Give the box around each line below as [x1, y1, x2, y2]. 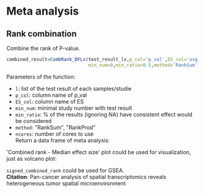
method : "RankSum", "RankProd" [15, 124, 96, 131]
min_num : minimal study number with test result [15, 104, 132, 111]
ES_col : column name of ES [15, 97, 84, 105]
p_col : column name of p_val [15, 91, 87, 99]
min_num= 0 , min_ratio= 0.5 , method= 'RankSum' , [88, 62, 201, 68]
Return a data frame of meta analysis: [15, 136, 110, 144]
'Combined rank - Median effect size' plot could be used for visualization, [6, 148, 191, 156]
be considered [15, 117, 52, 124]
